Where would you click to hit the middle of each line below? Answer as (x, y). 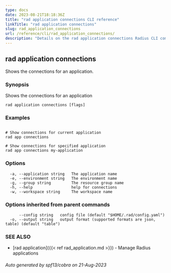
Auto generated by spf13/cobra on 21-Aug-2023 (56, 265)
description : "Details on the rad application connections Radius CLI (82, 39)
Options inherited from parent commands (58, 204)
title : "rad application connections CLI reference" (62, 19)
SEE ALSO (18, 236)
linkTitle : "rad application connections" (51, 24)
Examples (18, 118)
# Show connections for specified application (55, 146)
